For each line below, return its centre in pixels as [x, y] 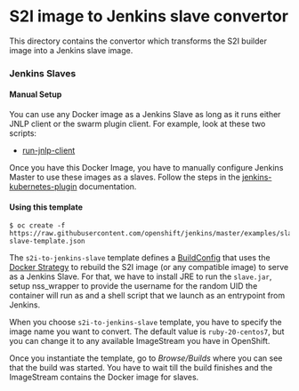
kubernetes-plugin [43, 187]
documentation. [108, 187]
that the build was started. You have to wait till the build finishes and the [141, 368]
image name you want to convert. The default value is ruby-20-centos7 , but [147, 331]
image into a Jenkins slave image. [71, 50]
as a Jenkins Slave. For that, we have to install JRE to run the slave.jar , [141, 276]
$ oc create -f [37, 226]
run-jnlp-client [48, 151]
